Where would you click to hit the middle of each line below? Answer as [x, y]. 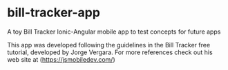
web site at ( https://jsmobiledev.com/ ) [61, 59]
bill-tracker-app [54, 13]
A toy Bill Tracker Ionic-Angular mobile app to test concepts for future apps [114, 32]
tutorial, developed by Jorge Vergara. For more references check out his [110, 52]
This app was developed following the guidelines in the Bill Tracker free [109, 45]
